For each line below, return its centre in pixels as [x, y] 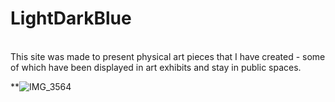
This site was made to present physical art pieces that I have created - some [168, 56]
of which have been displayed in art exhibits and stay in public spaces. [156, 67]
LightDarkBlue [71, 18]
